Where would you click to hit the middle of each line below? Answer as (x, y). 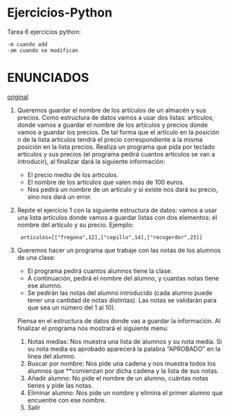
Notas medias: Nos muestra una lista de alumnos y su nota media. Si (125, 341)
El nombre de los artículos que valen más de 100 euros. (106, 182)
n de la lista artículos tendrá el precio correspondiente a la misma (110, 139)
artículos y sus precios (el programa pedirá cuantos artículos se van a (116, 154)
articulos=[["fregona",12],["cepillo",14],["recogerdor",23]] (112, 237)
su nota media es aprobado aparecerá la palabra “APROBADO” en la (124, 349)
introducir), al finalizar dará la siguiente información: (91, 161)
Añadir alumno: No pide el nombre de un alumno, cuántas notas (118, 378)
